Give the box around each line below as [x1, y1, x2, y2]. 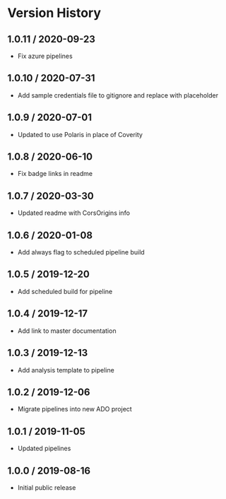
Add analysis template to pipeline [17, 365, 114, 374]
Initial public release [17, 483, 76, 492]
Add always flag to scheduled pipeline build [17, 248, 145, 257]
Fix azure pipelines [17, 52, 73, 60]
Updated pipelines [17, 444, 71, 453]
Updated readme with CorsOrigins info [17, 209, 131, 217]
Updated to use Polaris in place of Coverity [17, 130, 143, 139]
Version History [7, 5, 101, 21]
